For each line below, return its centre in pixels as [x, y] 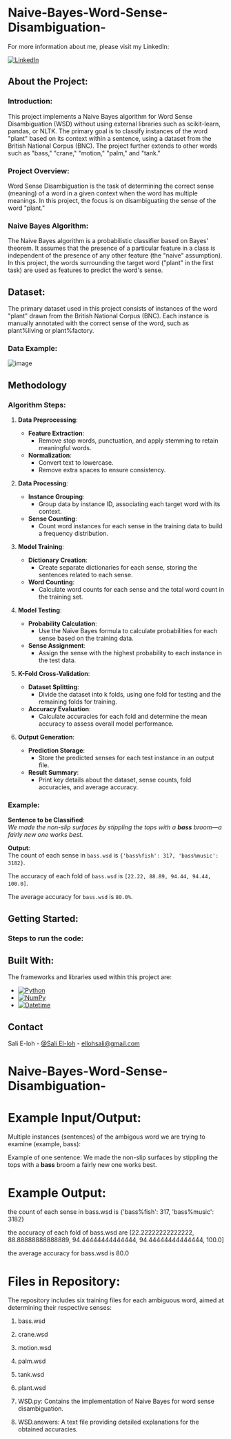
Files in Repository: [64, 1281]
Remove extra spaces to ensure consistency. [102, 470]
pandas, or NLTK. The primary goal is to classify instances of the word [108, 131]
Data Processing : [43, 483]
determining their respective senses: [60, 1308]
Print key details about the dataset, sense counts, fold [115, 780]
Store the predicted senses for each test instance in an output [126, 758]
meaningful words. [65, 448]
